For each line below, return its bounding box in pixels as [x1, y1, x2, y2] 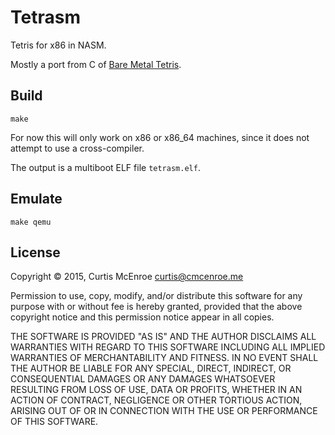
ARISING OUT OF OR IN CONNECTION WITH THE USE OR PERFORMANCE [10, 405, 318, 417]
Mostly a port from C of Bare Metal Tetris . [10, 58, 182, 70]
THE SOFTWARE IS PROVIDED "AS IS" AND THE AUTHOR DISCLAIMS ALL [10, 331, 317, 343]
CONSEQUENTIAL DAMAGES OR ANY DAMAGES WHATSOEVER [10, 373, 276, 385]
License [10, 244, 61, 261]
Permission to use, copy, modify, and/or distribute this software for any [10, 290, 303, 302]
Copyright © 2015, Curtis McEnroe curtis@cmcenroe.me [10, 271, 244, 283]
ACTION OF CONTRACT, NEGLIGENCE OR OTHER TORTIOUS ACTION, [10, 394, 303, 406]
